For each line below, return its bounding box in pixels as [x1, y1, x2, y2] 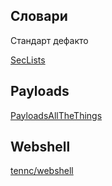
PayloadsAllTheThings [10, 109, 103, 121]
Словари [10, 8, 68, 25]
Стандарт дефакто [10, 34, 89, 46]
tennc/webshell [10, 165, 74, 177]
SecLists [10, 54, 46, 66]
